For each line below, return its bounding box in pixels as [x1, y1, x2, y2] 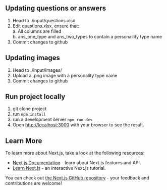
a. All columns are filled [12, 28, 62, 34]
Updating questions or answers [5, 4, 106, 13]
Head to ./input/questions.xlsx [12, 17, 76, 23]
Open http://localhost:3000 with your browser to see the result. [12, 122, 145, 128]
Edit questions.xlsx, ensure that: [12, 23, 79, 29]
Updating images [5, 54, 61, 62]
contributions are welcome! [5, 180, 62, 186]
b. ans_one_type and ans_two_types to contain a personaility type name [12, 33, 162, 39]
